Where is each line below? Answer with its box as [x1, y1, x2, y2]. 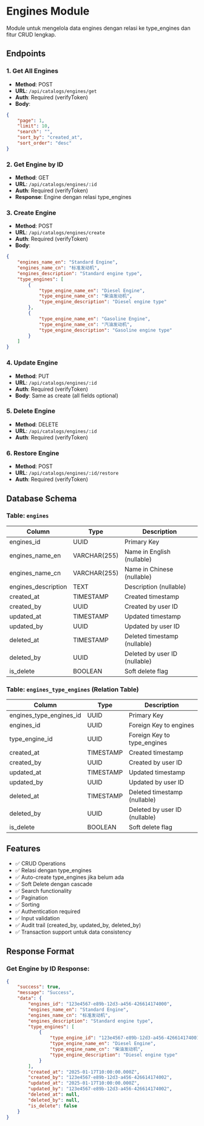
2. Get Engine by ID [6, 160, 64, 169]
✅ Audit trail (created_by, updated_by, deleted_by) [15, 921, 141, 929]
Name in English [124, 547, 171, 556]
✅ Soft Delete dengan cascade [15, 880, 93, 887]
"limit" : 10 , [17, 123, 50, 129]
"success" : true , [17, 984, 61, 990]
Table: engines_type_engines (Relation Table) [6, 685, 139, 693]
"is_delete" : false [28, 1103, 78, 1109]
